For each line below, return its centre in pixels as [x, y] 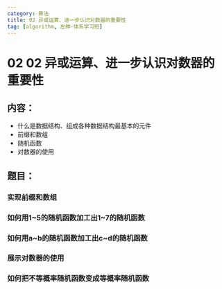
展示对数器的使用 [36, 259]
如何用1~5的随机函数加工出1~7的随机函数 [76, 218]
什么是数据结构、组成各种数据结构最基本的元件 [84, 126]
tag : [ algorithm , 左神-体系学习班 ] [55, 26]
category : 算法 [28, 14]
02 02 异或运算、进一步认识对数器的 [111, 63]
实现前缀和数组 [32, 197]
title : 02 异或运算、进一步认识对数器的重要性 [67, 20]
